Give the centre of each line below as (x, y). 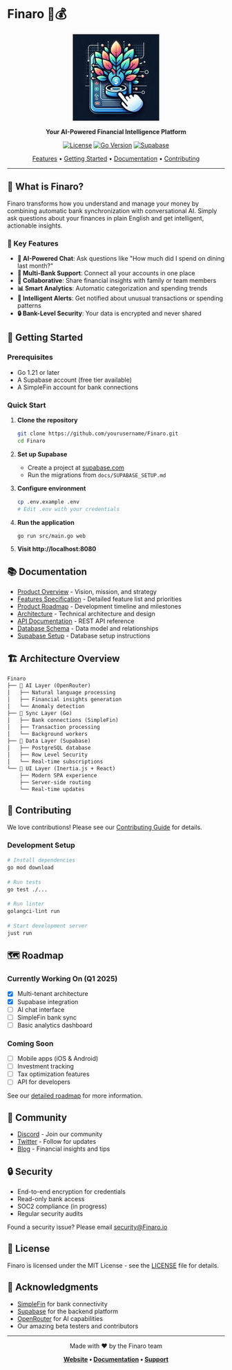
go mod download (30, 868)
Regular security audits (50, 1213)
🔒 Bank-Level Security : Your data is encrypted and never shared (109, 313)
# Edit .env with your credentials (68, 509)
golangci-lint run (33, 911)
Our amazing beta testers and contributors (78, 1326)
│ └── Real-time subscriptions (55, 762)
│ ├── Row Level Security (48, 755)
